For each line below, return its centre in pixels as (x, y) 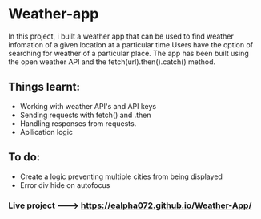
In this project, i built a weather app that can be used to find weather (121, 36)
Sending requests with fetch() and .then (85, 115)
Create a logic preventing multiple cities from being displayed (121, 176)
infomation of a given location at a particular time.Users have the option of (131, 44)
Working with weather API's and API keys (88, 106)
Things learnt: (44, 87)
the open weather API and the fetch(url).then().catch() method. (112, 62)
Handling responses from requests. (78, 123)
